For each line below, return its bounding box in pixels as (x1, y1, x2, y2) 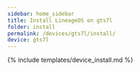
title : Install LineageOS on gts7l (7, 17, 113, 24)
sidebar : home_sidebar (7, 10, 75, 18)
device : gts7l (7, 37, 50, 44)
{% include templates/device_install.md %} (7, 56, 134, 64)
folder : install (7, 23, 55, 30)
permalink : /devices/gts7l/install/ (7, 30, 116, 37)
